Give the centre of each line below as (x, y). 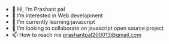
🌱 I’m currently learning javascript (53, 22)
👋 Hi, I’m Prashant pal (38, 9)
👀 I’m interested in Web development (57, 15)
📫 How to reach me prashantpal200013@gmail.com (77, 35)
